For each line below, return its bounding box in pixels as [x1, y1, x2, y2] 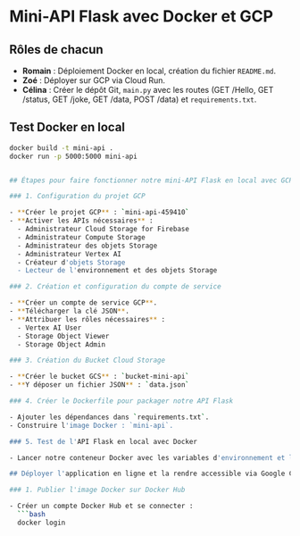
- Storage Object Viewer [17, 331, 110, 340]
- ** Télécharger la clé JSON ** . [9, 306, 129, 316]
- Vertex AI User [17, 323, 82, 332]
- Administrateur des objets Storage [17, 241, 158, 250]
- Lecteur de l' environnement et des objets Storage [17, 266, 218, 275]
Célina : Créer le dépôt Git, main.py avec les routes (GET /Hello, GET [21, 85, 274, 95]
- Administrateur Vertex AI [17, 249, 122, 258]
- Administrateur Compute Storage [17, 232, 146, 242]
